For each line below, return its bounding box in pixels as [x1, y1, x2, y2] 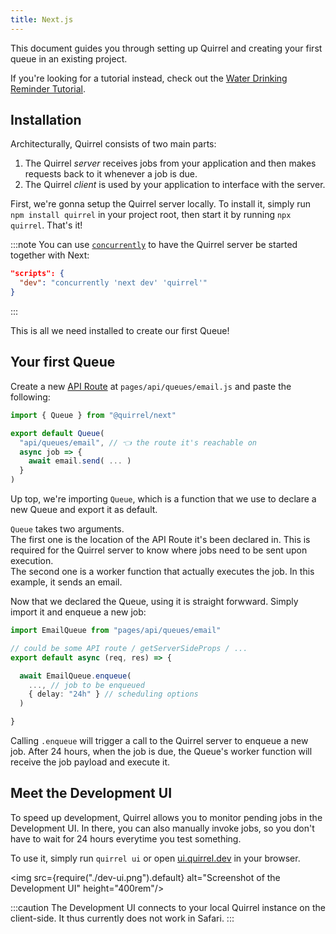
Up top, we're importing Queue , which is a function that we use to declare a [10, 493, 317, 505]
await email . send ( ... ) [28, 456, 132, 466]
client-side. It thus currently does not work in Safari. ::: [10, 912, 235, 924]
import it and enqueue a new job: [10, 606, 147, 618]
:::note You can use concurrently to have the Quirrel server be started [10, 239, 298, 251]
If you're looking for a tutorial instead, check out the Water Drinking [10, 72, 288, 84]
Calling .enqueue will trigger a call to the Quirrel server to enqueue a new [10, 735, 309, 746]
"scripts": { [10, 269, 65, 279]
